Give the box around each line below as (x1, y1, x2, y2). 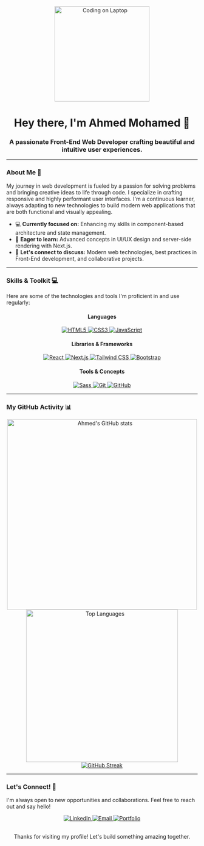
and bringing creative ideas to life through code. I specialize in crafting (6, 188, 183, 196)
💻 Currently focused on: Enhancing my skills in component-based (15, 220, 184, 227)
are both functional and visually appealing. (6, 208, 113, 215)
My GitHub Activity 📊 (6, 402, 72, 411)
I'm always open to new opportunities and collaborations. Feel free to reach (6, 797, 195, 804)
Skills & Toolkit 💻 (6, 276, 59, 285)
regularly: (6, 299, 30, 307)
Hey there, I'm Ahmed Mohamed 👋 (14, 116, 190, 130)
